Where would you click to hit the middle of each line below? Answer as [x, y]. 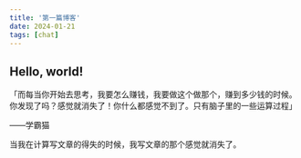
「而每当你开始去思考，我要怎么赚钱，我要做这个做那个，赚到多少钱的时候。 [153, 94]
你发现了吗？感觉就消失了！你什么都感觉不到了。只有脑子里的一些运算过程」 [153, 106]
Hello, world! [47, 71]
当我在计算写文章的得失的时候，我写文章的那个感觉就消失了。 [125, 144]
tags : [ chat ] [34, 35]
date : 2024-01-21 [42, 26]
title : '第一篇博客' [45, 18]
